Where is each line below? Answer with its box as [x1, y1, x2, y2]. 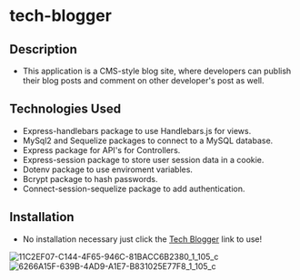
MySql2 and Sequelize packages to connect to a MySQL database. [22, 135, 274, 146]
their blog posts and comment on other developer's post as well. [22, 75, 265, 86]
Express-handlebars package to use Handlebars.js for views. [22, 125, 252, 136]
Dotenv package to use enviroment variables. [22, 164, 194, 175]
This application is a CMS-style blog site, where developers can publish [22, 65, 292, 76]
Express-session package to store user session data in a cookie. [22, 154, 265, 165]
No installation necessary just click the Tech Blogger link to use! [22, 233, 263, 245]
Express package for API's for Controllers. [22, 144, 181, 155]
